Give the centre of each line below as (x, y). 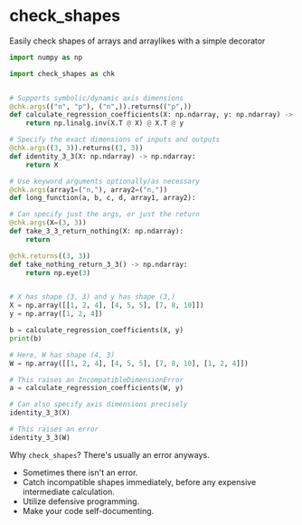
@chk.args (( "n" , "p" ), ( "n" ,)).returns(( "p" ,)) (101, 106)
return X (42, 165)
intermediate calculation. (68, 492)
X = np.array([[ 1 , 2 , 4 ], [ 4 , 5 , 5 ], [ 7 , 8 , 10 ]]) (107, 305)
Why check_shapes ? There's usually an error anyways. (109, 454)
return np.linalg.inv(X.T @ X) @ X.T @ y (104, 123)
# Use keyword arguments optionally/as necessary (105, 181)
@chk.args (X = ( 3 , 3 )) (48, 223)
